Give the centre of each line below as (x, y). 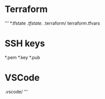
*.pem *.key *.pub (22, 57)
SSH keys (25, 43)
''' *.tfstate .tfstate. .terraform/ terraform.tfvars (52, 23)
